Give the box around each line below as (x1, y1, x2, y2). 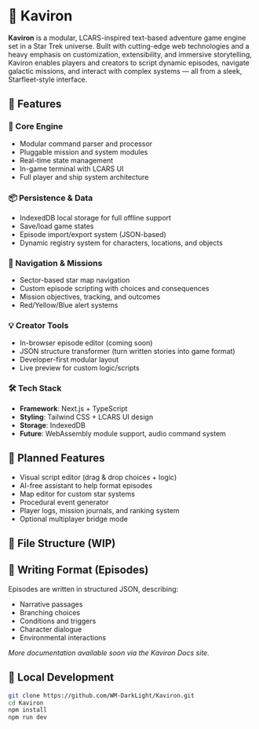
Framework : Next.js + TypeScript (19, 403, 128, 413)
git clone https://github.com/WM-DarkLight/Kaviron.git (8, 691, 195, 699)
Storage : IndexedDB (19, 420, 86, 430)
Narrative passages (19, 600, 83, 609)
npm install (8, 706, 47, 714)
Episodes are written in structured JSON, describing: (8, 584, 179, 593)
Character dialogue (19, 624, 82, 634)
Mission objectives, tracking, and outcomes (19, 292, 161, 301)
